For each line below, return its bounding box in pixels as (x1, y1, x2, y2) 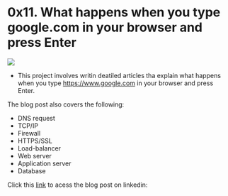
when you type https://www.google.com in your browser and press (17, 79, 214, 87)
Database (17, 166, 46, 175)
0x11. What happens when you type (7, 4, 221, 21)
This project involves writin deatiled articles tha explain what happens (17, 71, 222, 80)
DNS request (17, 114, 55, 122)
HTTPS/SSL (17, 136, 53, 145)
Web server (17, 151, 52, 160)
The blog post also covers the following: (7, 100, 125, 109)
